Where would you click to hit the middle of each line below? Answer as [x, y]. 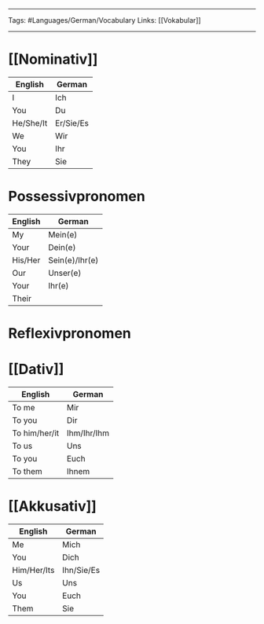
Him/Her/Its [33, 570]
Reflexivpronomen [70, 334]
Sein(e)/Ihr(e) [73, 260]
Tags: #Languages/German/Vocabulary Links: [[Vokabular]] [105, 20]
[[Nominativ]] [53, 59]
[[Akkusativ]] [52, 507]
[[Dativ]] [36, 369]
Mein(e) [63, 234]
